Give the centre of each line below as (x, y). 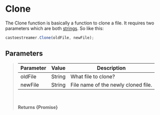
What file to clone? (93, 76)
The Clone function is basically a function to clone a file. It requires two (80, 23)
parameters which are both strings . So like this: (55, 28)
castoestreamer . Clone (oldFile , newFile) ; (50, 38)
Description (111, 68)
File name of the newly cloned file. (111, 84)
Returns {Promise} (38, 107)
